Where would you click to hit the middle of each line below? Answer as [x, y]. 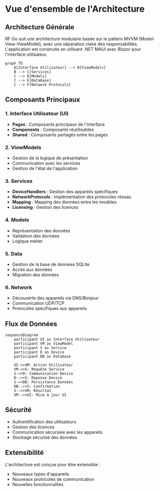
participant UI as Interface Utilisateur [57, 339]
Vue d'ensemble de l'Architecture [75, 9]
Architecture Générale [40, 27]
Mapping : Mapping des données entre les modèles [64, 202]
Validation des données [36, 236]
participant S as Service [40, 348]
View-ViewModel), [24, 44]
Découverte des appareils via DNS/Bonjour [55, 298]
